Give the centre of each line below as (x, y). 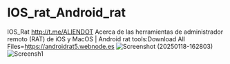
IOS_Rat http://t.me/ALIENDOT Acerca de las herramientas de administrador (115, 32)
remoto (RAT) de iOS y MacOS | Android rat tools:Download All (96, 39)
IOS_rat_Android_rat (67, 13)
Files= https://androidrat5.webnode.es (61, 46)
